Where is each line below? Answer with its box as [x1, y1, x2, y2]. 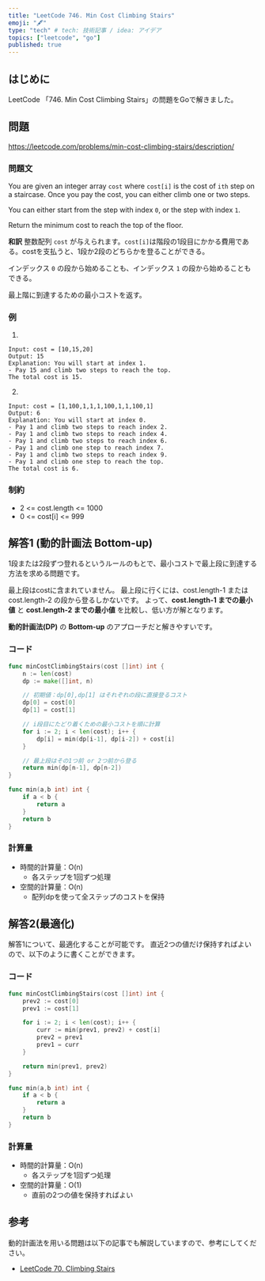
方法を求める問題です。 [8, 569, 85, 578]
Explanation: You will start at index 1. [8, 359, 147, 368]
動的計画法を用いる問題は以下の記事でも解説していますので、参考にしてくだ [8, 1237, 257, 1247]
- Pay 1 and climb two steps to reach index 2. [8, 423, 168, 431]
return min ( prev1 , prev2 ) [22, 1062, 108, 1071]
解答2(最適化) [8, 917, 75, 930]
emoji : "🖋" [8, 19, 47, 27]
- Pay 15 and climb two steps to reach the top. [8, 366, 172, 374]
